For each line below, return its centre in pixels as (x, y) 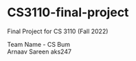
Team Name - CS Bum (39, 44)
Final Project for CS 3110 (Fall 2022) (58, 31)
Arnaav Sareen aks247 (39, 52)
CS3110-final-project (68, 13)
